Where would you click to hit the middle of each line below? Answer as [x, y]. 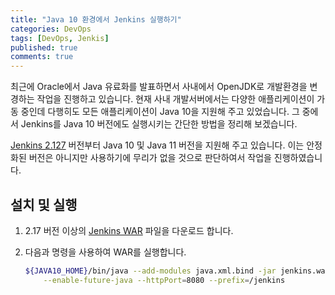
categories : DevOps [51, 29]
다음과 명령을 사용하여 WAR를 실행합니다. [105, 252]
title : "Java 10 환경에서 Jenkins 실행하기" [96, 19]
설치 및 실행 [44, 204]
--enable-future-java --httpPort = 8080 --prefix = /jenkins [164, 280]
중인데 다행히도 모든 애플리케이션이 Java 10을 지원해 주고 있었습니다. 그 [160, 112]
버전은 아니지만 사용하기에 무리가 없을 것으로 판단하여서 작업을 [150, 158]
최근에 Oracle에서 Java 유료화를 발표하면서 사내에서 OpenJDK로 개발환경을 [159, 87]
